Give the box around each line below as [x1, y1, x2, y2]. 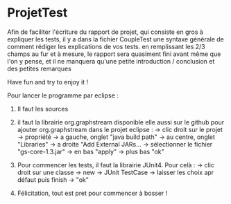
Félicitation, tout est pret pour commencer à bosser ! [17, 189, 168, 197]
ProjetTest [7, 5, 68, 21]
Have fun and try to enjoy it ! [7, 77, 89, 86]
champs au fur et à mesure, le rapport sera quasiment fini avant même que [7, 50, 221, 58]
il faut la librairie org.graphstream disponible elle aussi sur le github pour [17, 118, 224, 126]
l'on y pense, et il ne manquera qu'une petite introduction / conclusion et [7, 57, 215, 65]
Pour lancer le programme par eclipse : [7, 91, 119, 100]
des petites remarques [7, 64, 71, 73]
